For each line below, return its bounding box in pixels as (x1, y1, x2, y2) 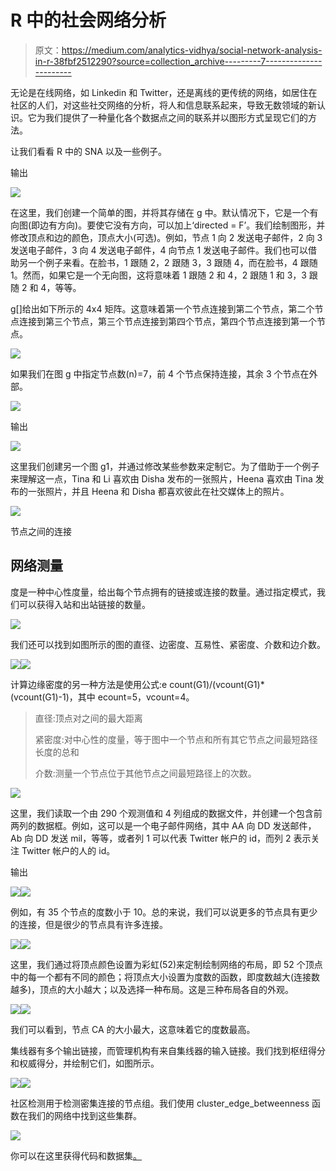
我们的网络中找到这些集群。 (27, 1109, 142, 1121)
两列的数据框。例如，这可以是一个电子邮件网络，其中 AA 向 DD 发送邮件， (10, 819, 317, 831)
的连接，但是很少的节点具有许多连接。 (10, 918, 168, 930)
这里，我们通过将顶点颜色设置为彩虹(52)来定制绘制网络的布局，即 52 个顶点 (10, 958, 323, 970)
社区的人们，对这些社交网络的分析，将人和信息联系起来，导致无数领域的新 (10, 99, 317, 111)
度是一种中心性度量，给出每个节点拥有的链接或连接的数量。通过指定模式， (10, 586, 317, 598)
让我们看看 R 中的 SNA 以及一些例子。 (10, 145, 167, 157)
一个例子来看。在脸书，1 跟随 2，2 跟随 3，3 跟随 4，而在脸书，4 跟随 (27, 256, 318, 268)
